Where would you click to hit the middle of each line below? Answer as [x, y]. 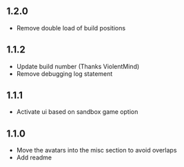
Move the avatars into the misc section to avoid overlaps [96, 150]
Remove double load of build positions [71, 28]
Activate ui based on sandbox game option [77, 112]
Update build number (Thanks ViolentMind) [78, 66]
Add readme [34, 157]
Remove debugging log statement [64, 73]
